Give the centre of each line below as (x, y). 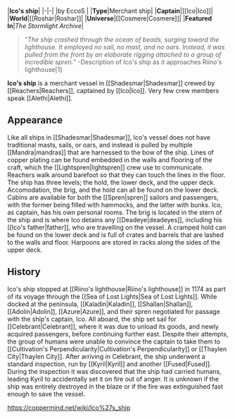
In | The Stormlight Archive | (46, 26)
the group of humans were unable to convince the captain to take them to (114, 341)
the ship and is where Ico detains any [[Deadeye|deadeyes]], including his (115, 219)
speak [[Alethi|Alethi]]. (40, 98)
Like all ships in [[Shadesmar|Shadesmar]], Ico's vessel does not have (109, 137)
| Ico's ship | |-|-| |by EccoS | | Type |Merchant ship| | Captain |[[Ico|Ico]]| (110, 11)
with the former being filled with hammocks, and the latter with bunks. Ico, (115, 205)
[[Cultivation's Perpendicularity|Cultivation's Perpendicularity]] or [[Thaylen (117, 348)
